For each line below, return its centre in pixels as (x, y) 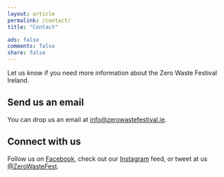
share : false (26, 53)
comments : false (31, 47)
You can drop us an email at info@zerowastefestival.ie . (87, 119)
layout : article (31, 14)
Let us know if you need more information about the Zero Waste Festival (112, 73)
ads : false (23, 39)
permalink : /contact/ (39, 20)
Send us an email (46, 103)
